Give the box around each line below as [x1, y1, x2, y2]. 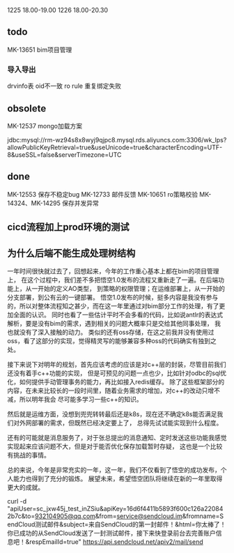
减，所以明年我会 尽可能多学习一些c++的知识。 [7, 395, 143, 403]
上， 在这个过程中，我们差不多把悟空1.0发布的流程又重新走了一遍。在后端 [7, 275, 219, 284]
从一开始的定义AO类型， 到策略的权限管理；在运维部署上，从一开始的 [25, 284, 225, 292]
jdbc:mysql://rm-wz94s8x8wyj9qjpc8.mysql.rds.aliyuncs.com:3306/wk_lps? [7, 135, 227, 144]
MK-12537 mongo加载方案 [7, 121, 82, 130]
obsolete [7, 103, 47, 114]
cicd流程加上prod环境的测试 [7, 221, 130, 233]
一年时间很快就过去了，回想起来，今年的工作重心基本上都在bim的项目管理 [7, 266, 219, 275]
